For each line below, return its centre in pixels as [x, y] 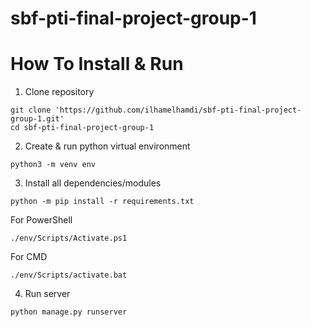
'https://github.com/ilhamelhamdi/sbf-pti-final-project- [178, 110]
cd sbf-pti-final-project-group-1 [82, 128]
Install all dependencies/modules [93, 183]
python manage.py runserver [69, 312]
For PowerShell [41, 220]
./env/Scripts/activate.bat [69, 275]
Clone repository [59, 92]
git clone [31, 110]
